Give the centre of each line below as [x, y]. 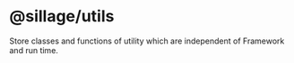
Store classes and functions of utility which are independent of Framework [147, 41]
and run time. [34, 50]
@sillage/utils [62, 16]
